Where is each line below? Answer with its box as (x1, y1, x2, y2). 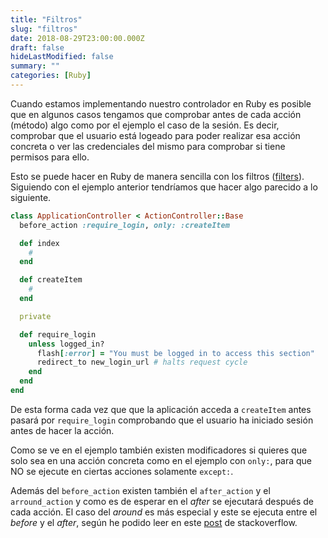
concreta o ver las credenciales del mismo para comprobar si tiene (10, 140, 286, 152)
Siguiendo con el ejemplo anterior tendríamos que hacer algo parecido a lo (10, 181, 318, 193)
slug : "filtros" (10, 24, 78, 34)
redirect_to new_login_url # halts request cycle (36, 357, 248, 368)
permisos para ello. (10, 151, 90, 163)
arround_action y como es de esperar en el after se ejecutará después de (10, 495, 314, 507)
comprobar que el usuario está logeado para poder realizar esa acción (10, 129, 301, 141)
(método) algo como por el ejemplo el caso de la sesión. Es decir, (10, 119, 280, 131)
